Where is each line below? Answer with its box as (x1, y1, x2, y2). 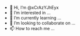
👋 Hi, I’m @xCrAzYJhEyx (9, 5, 59, 10)
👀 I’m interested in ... (9, 10, 51, 16)
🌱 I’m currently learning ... (9, 15, 62, 20)
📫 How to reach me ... (9, 26, 55, 31)
